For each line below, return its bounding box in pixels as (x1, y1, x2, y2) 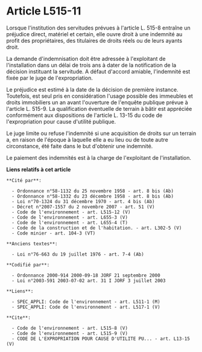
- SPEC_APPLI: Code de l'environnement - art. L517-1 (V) (11, 304, 161, 310)
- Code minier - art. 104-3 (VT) (11, 230, 96, 236)
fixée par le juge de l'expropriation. (6, 74, 93, 81)
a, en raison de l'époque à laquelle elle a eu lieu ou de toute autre (6, 136, 169, 143)
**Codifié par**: (6, 262, 50, 268)
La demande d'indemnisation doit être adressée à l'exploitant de (6, 55, 166, 62)
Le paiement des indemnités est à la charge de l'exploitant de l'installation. (6, 154, 192, 161)
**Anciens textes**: (6, 240, 58, 247)
